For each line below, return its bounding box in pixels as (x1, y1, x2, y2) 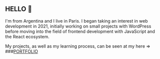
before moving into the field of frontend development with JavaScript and (5, 28, 155, 34)
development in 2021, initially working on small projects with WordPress (5, 23, 152, 29)
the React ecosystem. (5, 33, 50, 39)
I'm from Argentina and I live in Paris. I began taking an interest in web (5, 18, 148, 24)
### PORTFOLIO (5, 48, 38, 54)
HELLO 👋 (5, 5, 32, 13)
